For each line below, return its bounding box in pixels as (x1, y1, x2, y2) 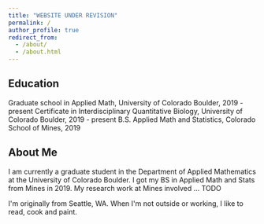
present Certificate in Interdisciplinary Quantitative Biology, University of (8, 106, 243, 116)
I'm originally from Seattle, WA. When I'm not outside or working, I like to (8, 198, 244, 208)
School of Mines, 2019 (8, 123, 81, 132)
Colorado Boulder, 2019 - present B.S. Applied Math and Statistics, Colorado (8, 115, 256, 124)
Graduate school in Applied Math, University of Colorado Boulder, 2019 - (8, 97, 244, 107)
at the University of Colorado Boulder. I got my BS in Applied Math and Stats (8, 174, 255, 185)
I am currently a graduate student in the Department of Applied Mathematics (8, 167, 256, 176)
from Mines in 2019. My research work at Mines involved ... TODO (8, 183, 222, 193)
